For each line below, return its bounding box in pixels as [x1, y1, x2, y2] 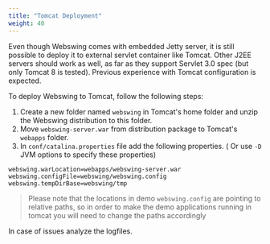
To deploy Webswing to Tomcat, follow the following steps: [8, 91, 203, 101]
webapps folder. [19, 132, 69, 142]
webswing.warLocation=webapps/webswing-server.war [8, 165, 182, 173]
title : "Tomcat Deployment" [8, 11, 103, 20]
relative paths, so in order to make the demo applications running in [27, 202, 252, 212]
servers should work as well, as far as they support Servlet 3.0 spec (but [8, 58, 249, 68]
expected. [8, 76, 42, 85]
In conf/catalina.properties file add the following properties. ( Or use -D [19, 141, 262, 151]
